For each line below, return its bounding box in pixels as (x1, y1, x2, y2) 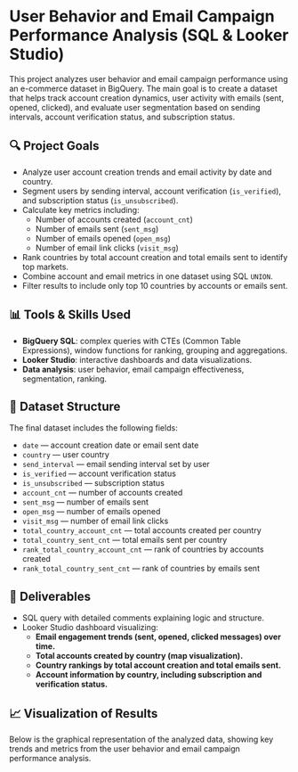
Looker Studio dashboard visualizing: (21, 622, 158, 633)
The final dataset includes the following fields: (9, 423, 178, 433)
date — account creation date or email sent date (21, 439, 199, 451)
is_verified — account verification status (21, 468, 176, 479)
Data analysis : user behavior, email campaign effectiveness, (21, 364, 245, 374)
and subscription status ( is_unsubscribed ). (21, 194, 179, 206)
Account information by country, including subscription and (35, 669, 262, 680)
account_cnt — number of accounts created (21, 488, 183, 498)
